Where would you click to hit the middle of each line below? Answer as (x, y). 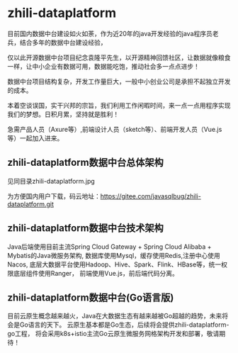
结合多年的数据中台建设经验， (63, 42)
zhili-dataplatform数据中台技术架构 (86, 228)
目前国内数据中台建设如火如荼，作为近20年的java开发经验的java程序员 (110, 33)
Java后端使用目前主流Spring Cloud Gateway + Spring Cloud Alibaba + (109, 247)
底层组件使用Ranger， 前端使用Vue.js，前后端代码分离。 (96, 273)
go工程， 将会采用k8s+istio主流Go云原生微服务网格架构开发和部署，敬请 (113, 334)
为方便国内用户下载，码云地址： (54, 196)
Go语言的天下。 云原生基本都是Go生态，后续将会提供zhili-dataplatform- (124, 325)
